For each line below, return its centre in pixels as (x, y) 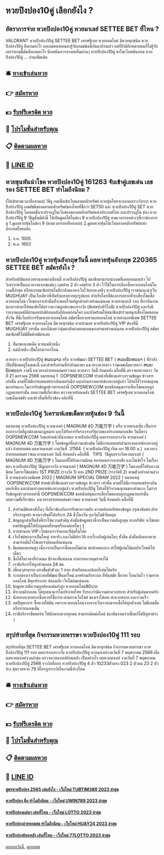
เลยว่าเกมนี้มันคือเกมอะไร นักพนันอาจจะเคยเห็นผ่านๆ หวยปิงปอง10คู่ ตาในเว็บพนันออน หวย (79, 52)
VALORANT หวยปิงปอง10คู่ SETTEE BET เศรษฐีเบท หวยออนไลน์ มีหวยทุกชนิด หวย (77, 41)
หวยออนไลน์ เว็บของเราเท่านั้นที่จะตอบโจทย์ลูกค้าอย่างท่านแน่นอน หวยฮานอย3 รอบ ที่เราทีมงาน (82, 301)
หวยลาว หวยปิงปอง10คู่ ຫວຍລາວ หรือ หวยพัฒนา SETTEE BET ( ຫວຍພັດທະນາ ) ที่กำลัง (82, 359)
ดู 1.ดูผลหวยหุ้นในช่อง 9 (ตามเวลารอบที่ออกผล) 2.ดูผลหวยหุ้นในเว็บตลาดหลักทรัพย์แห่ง (76, 223)
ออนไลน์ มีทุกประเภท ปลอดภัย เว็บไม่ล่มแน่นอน (51, 580)
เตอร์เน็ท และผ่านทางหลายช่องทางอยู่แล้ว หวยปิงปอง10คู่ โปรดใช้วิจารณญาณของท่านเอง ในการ (81, 488)
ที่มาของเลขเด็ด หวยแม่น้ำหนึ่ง (36, 344)
